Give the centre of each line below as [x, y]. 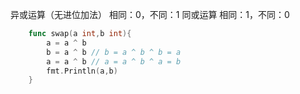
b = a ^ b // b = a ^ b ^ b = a [114, 52]
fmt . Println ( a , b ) [82, 71]
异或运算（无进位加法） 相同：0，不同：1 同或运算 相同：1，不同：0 [150, 14]
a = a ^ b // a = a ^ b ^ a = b [114, 61]
